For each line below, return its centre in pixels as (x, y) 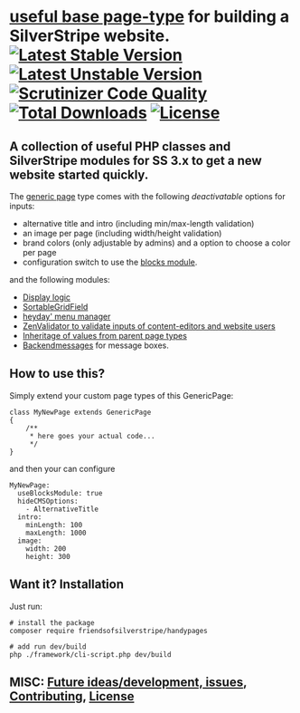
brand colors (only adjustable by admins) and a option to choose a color (156, 243)
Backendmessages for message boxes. (96, 345)
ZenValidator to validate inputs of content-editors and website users (149, 326)
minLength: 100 (54, 525)
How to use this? (57, 374)
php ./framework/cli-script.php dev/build (90, 654)
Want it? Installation (67, 585)
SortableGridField (55, 307)
